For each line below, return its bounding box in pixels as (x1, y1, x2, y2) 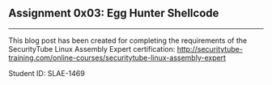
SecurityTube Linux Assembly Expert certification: (8, 44, 176, 53)
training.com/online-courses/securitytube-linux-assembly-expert (8, 53, 227, 62)
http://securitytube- (176, 44, 243, 53)
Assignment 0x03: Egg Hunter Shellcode (8, 6, 219, 20)
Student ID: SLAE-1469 (8, 68, 85, 78)
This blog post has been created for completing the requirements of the (8, 36, 248, 45)
